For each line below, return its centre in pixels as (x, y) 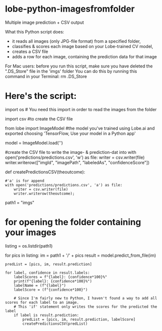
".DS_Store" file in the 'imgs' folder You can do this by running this (71, 71)
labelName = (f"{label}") (40, 285)
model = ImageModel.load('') (34, 143)
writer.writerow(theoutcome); (44, 193)
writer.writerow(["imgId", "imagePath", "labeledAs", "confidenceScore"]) (77, 162)
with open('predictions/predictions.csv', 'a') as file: (64, 185)
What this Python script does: (35, 32)
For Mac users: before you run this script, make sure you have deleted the (79, 66)
